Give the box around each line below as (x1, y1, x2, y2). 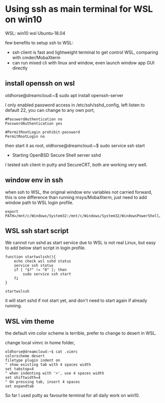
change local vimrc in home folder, (5, 340, 75, 346)
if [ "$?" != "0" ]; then (14, 268, 67, 272)
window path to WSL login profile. (5, 200, 74, 205)
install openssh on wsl (5, 79, 75, 88)
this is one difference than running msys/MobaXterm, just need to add (5, 194, 147, 200)
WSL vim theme (5, 317, 55, 326)
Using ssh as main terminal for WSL (5, 3, 153, 15)
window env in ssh (5, 176, 63, 184)
